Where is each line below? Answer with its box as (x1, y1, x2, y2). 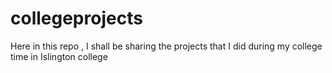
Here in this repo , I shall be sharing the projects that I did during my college (10, 40, 323, 52)
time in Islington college (10, 50, 108, 62)
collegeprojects (10, 7, 143, 30)
